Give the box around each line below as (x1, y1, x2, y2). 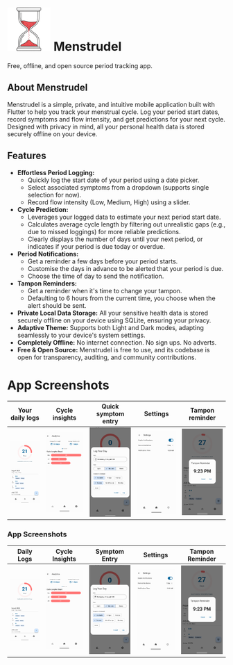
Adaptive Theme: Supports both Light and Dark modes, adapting (17, 323, 205, 331)
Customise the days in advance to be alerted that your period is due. (27, 264, 224, 272)
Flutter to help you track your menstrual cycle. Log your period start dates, (7, 108, 220, 116)
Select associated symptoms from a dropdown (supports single (27, 183, 209, 191)
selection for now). (27, 190, 82, 199)
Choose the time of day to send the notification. (27, 272, 164, 280)
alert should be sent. (27, 301, 87, 309)
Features (7, 150, 46, 162)
